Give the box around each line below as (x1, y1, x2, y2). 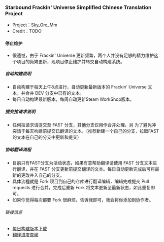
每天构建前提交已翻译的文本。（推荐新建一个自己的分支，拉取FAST (25, 128, 159, 134)
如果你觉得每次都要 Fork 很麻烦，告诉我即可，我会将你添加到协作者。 (12, 197, 154, 203)
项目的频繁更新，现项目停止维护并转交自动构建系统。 (16, 58, 125, 64)
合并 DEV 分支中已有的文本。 (25, 90, 84, 96)
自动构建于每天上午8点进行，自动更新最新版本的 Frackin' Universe (12, 84, 147, 90)
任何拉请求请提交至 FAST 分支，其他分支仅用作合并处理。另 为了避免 (12, 122, 152, 128)
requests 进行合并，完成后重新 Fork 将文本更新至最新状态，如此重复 (12, 185, 151, 191)
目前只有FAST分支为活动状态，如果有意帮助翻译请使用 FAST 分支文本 (12, 160, 153, 166)
